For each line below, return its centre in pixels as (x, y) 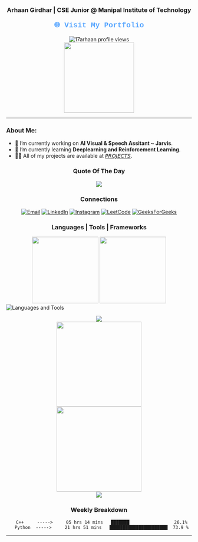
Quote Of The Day (99, 171)
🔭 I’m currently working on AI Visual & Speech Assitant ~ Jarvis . (93, 143)
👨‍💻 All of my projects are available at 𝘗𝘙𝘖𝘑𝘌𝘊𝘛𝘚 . (73, 156)
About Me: (22, 131)
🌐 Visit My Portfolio (99, 25)
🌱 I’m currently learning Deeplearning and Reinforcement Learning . (98, 150)
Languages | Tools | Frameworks (99, 227)
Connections (99, 199)
